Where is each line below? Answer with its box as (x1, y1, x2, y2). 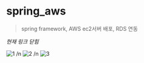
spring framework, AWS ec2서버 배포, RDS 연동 (21, 25, 139, 32)
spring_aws (6, 4, 66, 18)
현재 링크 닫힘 (6, 38, 39, 45)
